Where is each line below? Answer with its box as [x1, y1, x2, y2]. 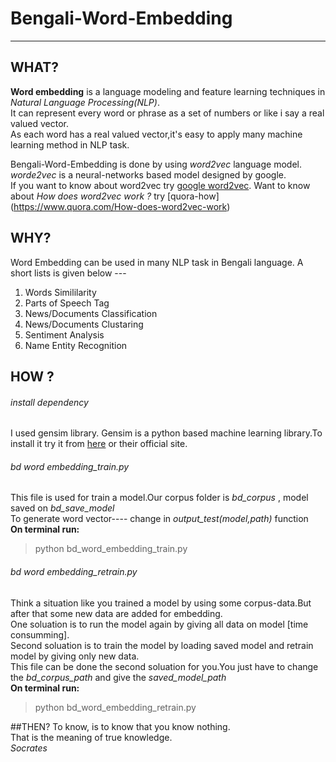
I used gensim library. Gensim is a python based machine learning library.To [10, 427, 323, 439]
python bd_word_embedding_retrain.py [34, 701, 197, 713]
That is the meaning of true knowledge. [10, 731, 173, 743]
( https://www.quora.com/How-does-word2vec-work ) [10, 200, 231, 212]
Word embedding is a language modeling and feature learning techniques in [10, 85, 326, 97]
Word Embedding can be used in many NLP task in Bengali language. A [10, 256, 304, 268]
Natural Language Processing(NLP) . [10, 96, 160, 108]
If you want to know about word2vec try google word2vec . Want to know [10, 179, 311, 191]
